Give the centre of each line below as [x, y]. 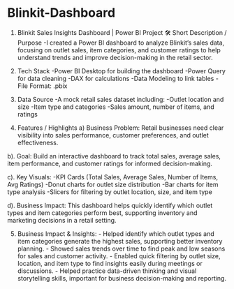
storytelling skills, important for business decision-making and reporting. [122, 278]
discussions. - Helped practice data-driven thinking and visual [107, 271]
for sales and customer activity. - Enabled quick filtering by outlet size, [119, 255]
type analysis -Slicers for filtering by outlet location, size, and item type [110, 192]
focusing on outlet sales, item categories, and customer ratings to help [119, 50]
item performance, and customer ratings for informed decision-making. [110, 163]
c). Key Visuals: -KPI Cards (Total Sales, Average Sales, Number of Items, [113, 177]
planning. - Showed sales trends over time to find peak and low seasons [121, 249]
